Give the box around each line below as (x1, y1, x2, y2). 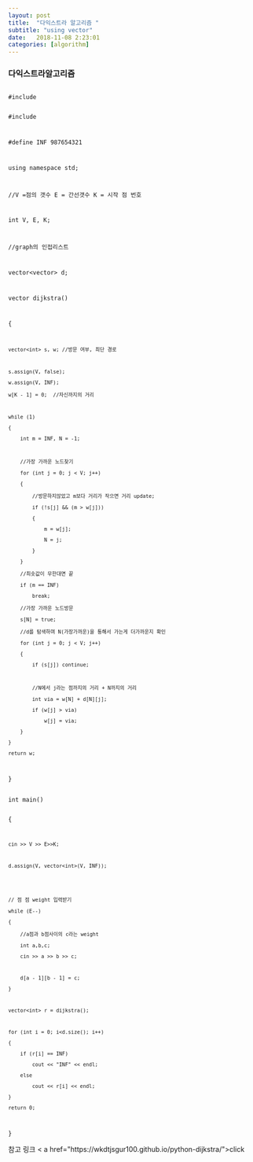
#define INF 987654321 (8, 138, 82, 146)
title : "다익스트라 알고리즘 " (8, 19, 100, 27)
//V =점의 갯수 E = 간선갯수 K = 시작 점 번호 (8, 190, 142, 199)
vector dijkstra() (8, 294, 68, 302)
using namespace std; (8, 164, 79, 172)
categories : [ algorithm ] (8, 41, 90, 49)
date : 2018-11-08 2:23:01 (8, 33, 101, 42)
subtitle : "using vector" (8, 26, 93, 34)
